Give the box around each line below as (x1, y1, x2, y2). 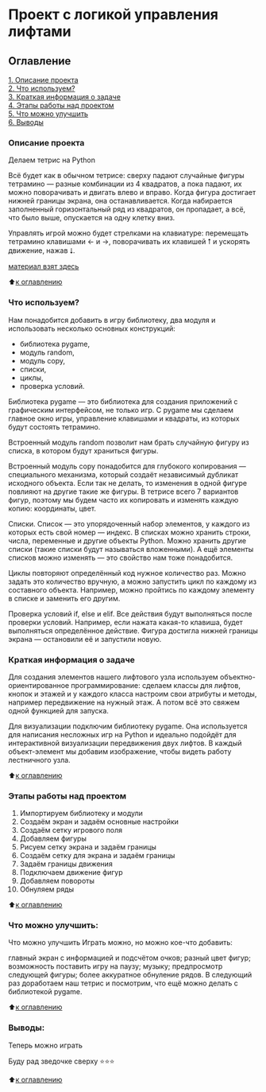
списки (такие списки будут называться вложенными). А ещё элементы (8, 544, 254, 554)
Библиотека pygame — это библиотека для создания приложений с (8, 396, 238, 406)
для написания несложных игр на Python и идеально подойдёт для (8, 729, 237, 739)
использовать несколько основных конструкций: (8, 324, 176, 333)
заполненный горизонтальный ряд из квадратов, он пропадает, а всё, (8, 204, 246, 214)
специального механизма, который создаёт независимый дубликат (8, 469, 239, 479)
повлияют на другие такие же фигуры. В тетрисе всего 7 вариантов (8, 487, 239, 496)
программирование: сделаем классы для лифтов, (71, 680, 241, 690)
